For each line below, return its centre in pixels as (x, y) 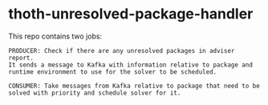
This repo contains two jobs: (55, 36)
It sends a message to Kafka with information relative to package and (130, 65)
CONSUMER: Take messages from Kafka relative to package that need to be (134, 86)
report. (21, 58)
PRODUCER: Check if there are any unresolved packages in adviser (122, 50)
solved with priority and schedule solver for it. (95, 93)
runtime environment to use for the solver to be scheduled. (113, 72)
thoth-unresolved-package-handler (131, 14)
